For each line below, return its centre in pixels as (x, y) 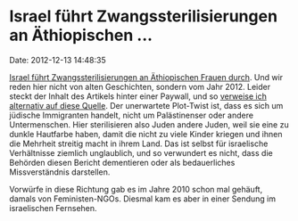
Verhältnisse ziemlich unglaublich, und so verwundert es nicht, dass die (141, 152)
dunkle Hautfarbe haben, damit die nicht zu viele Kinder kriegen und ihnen (146, 134)
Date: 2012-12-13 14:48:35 (58, 60)
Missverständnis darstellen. (60, 172)
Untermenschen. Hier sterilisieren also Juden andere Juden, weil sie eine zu (149, 124)
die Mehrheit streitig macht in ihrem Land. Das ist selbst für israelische (139, 143)
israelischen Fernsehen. (53, 208)
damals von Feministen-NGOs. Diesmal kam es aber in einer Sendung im (143, 199)
